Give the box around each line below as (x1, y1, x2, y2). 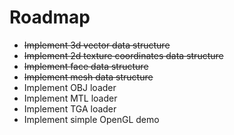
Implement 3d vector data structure (23, 39, 171, 51)
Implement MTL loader (23, 92, 118, 104)
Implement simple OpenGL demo (23, 113, 160, 125)
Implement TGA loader (23, 102, 117, 115)
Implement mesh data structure (23, 71, 154, 83)
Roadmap (9, 6, 91, 29)
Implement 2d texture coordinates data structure (23, 49, 224, 61)
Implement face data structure (23, 60, 149, 72)
